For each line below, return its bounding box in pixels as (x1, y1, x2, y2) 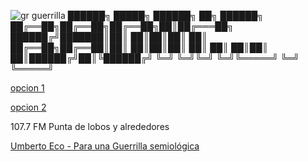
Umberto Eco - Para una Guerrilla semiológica (10, 140, 200, 152)
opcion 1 (10, 82, 45, 94)
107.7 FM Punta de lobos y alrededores (10, 121, 170, 132)
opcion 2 (10, 101, 47, 113)
